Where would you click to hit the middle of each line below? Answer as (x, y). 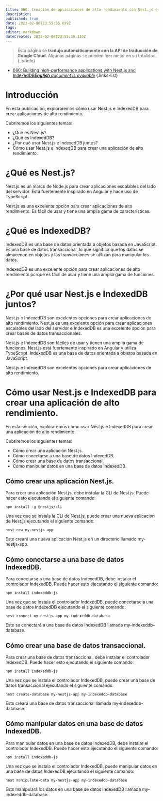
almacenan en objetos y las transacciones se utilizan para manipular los (77, 254)
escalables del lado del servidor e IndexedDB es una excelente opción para (81, 328)
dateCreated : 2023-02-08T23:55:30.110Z (46, 37)
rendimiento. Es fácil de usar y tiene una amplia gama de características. (78, 211)
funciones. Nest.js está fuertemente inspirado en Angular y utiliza (71, 348)
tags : (11, 28)
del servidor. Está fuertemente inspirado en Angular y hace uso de (72, 191)
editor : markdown (23, 32)
